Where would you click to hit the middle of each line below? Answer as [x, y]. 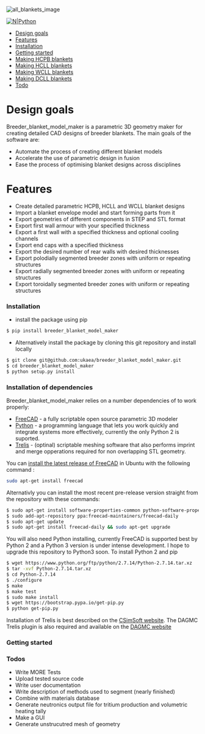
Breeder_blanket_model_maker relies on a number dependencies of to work [102, 400]
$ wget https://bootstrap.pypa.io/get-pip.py [65, 603]
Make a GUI [30, 717]
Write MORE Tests [38, 672]
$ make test [21, 592]
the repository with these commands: [53, 499]
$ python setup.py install [41, 372]
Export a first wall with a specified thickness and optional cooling [97, 232]
